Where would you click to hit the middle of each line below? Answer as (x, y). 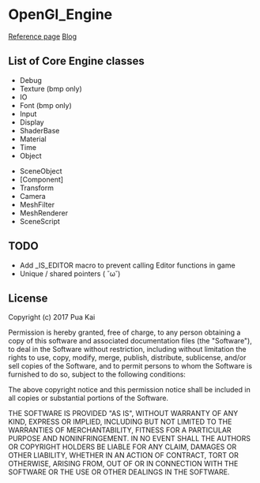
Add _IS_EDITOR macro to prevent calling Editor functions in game (127, 265)
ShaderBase (40, 130)
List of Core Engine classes (76, 61)
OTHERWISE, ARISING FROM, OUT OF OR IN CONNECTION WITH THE (123, 464)
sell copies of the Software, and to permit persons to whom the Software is (130, 366)
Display (32, 122)
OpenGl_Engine (60, 15)
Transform (36, 188)
